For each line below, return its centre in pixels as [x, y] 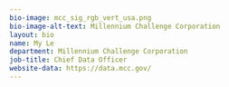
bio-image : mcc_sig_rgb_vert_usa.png [81, 18]
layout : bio [32, 34]
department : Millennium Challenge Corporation [99, 52]
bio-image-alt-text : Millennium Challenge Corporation [115, 26]
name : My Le [32, 43]
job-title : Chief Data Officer [68, 60]
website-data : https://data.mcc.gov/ [81, 69]
